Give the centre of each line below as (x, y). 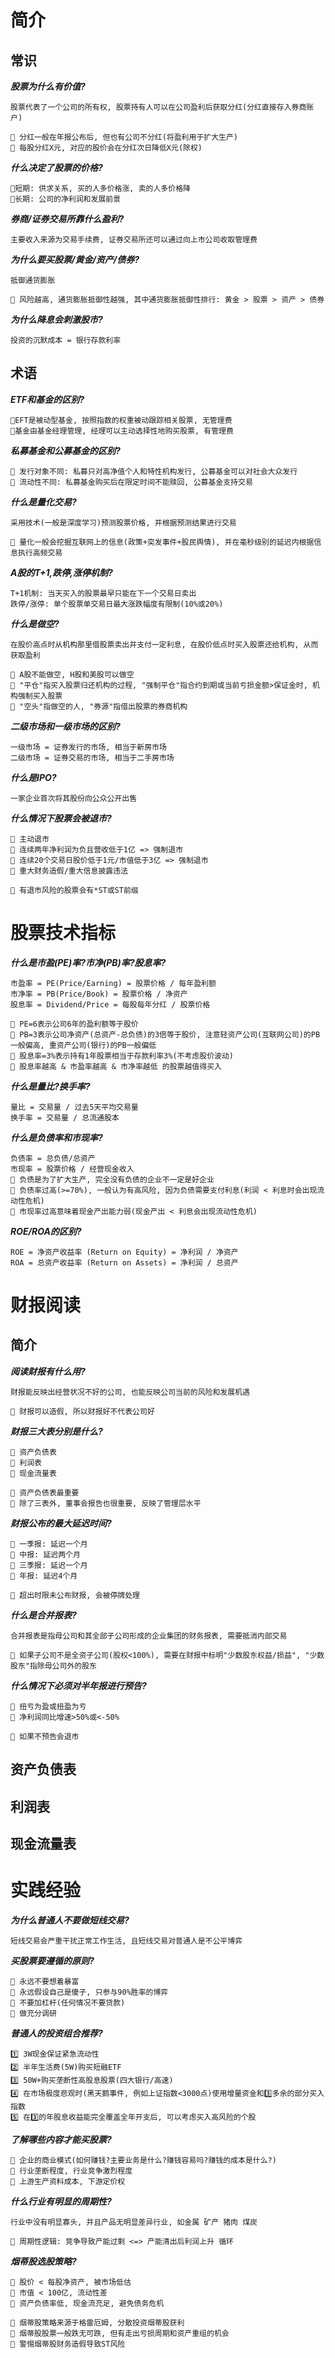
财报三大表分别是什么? (56, 1431)
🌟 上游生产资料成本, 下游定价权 (68, 2181)
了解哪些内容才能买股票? (61, 2139)
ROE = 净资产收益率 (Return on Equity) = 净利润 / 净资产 (124, 1252)
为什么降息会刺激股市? (56, 319)
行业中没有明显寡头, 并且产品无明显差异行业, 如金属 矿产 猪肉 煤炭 (134, 2222)
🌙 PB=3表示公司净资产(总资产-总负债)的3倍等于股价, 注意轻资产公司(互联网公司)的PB (165, 1034)
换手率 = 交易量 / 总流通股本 (65, 1117)
